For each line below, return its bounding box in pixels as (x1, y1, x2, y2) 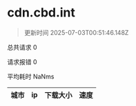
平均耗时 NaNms (7, 72, 55, 81)
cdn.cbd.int (7, 5, 76, 21)
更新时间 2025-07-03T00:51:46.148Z (23, 28, 129, 36)
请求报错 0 (7, 57, 37, 66)
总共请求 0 (7, 43, 37, 51)
